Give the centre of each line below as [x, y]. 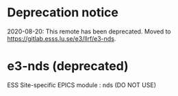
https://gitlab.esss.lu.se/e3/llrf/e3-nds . [62, 38]
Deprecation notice [63, 13]
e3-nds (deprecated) [68, 66]
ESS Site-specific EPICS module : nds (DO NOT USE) [81, 85]
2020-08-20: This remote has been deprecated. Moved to [89, 31]
